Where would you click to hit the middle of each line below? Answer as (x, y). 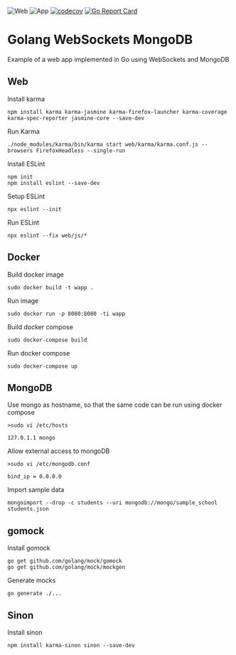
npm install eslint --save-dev (54, 183)
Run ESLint (23, 222)
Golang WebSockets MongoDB (100, 40)
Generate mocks (32, 580)
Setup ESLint (26, 196)
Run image (23, 300)
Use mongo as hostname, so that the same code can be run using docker (115, 405)
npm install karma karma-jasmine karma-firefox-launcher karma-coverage (117, 112)
